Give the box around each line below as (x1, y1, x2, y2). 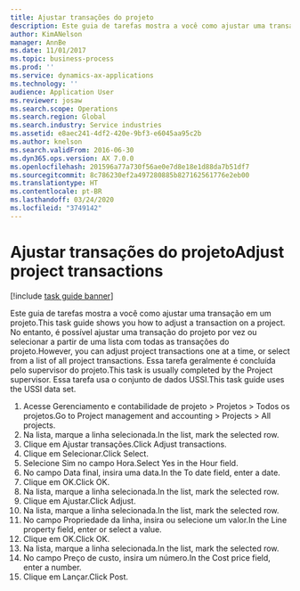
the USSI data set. (10, 383, 77, 394)
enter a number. (22, 562, 82, 572)
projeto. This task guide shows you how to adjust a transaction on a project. (10, 317, 286, 328)
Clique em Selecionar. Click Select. (22, 447, 150, 459)
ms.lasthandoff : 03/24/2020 (10, 195, 115, 205)
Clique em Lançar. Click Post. (22, 571, 128, 582)
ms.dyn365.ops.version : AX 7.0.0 (10, 153, 134, 163)
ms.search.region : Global (10, 112, 106, 121)
